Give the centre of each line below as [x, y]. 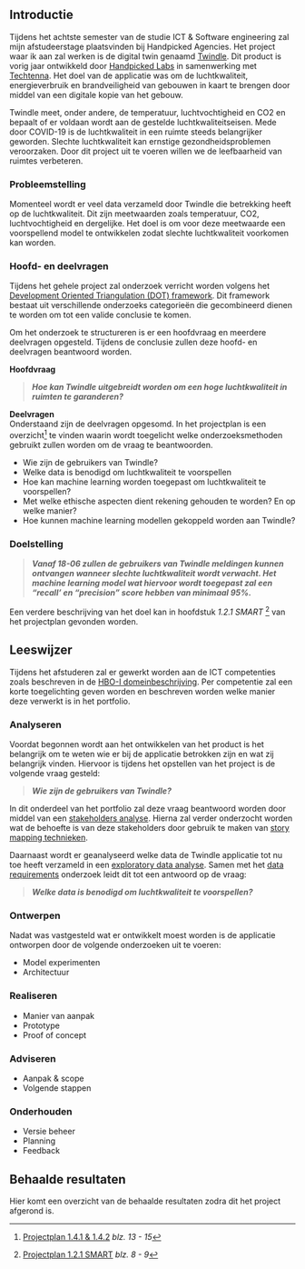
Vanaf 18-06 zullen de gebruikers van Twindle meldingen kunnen [157, 564]
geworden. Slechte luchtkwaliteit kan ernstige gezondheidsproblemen [140, 141]
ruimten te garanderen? [78, 397]
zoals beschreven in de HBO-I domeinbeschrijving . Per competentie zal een [151, 682]
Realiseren [33, 996]
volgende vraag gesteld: [55, 774]
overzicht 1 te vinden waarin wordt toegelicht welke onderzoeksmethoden [146, 435]
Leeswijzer [41, 650]
